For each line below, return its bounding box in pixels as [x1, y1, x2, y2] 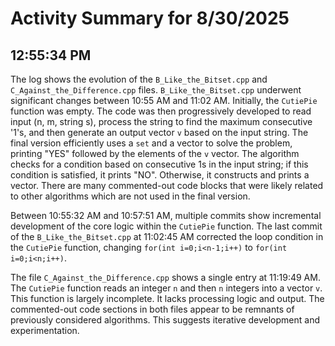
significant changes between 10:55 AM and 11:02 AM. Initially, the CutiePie [10, 95, 318, 106]
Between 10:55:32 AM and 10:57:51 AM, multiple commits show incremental [10, 210, 322, 221]
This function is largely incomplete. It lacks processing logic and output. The [10, 293, 325, 304]
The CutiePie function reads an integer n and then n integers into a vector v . [10, 282, 323, 294]
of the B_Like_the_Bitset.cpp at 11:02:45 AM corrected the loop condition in [10, 231, 324, 242]
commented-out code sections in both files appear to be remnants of [10, 303, 295, 315]
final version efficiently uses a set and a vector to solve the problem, [10, 137, 293, 149]
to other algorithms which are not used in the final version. [10, 190, 251, 202]
